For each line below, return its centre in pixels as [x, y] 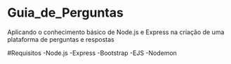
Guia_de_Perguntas [66, 13]
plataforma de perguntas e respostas [61, 39]
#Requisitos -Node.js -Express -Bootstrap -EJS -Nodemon [92, 53]
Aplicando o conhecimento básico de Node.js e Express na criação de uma [116, 32]
